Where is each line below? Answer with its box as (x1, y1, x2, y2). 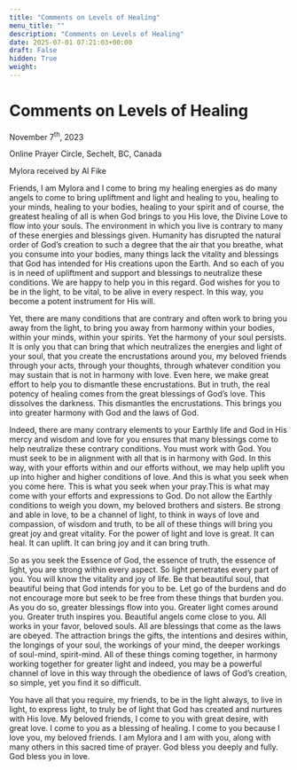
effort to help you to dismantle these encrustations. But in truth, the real (9, 379, 270, 390)
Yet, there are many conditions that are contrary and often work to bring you (9, 313, 288, 324)
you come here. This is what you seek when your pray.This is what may (9, 481, 270, 492)
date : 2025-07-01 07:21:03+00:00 (9, 37, 133, 47)
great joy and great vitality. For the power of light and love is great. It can (9, 529, 275, 539)
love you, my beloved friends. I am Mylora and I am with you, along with (9, 733, 271, 743)
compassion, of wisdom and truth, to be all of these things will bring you (9, 519, 273, 530)
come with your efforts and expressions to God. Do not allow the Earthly (9, 491, 273, 501)
